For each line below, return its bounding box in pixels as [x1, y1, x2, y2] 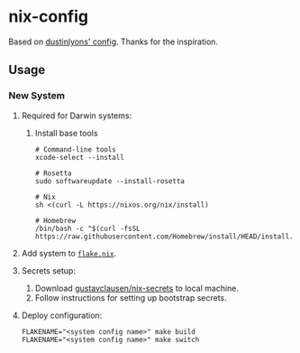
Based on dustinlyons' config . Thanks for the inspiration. [8, 36, 218, 47]
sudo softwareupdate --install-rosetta [34, 176, 186, 186]
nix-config [8, 6, 89, 27]
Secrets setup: [21, 265, 76, 276]
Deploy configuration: [21, 310, 103, 320]
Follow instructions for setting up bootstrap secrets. [34, 292, 227, 303]
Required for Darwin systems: [21, 110, 132, 121]
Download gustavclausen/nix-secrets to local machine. [34, 283, 240, 293]
